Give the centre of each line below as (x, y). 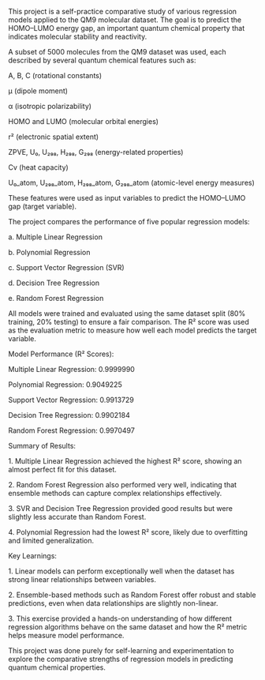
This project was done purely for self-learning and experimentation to (121, 650)
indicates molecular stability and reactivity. (78, 36)
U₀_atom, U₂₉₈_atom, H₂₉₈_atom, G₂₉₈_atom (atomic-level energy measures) (131, 182)
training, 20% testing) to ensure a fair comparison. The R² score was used (129, 322)
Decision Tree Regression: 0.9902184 (69, 415)
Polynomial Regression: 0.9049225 (65, 385)
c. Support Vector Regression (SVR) (66, 267)
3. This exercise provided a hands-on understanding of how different (120, 618)
